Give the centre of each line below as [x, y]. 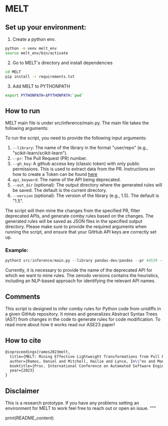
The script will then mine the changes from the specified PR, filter [73, 210]
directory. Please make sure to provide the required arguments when [76, 227]
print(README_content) [29, 418]
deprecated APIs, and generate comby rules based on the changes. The [79, 216]
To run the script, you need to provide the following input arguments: [76, 138]
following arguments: [27, 128]
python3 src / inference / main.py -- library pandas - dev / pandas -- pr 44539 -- [85, 261]
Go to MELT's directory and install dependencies [62, 63]
